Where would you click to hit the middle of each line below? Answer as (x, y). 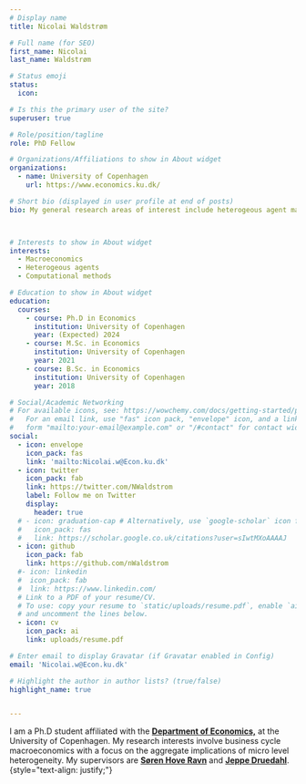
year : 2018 (54, 386)
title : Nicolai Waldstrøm (58, 26)
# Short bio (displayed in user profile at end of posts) (122, 201)
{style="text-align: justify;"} (61, 770)
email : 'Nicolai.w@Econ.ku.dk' (69, 665)
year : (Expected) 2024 (76, 335)
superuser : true (40, 118)
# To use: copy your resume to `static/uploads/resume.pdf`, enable (150, 606)
